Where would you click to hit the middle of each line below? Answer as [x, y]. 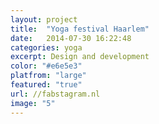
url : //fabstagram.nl [55, 94]
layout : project [44, 19]
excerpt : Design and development [80, 57]
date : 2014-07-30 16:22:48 [71, 38]
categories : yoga [46, 47]
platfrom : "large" [48, 76]
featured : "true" [46, 85]
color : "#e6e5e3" [46, 66]
